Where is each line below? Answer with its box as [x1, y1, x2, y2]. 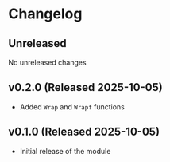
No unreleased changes [8, 57, 87, 67]
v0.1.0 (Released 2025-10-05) [8, 125, 160, 139]
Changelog [8, 5, 83, 23]
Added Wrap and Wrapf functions [19, 101, 126, 112]
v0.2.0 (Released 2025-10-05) [8, 81, 163, 94]
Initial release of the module [19, 146, 111, 156]
